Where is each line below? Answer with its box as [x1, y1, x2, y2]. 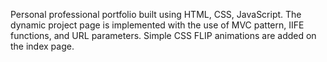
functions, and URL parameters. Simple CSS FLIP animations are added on [10, 30, 317, 41]
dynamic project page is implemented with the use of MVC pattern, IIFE [10, 19, 305, 31]
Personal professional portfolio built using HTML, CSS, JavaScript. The [10, 9, 302, 20]
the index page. [10, 40, 75, 52]
